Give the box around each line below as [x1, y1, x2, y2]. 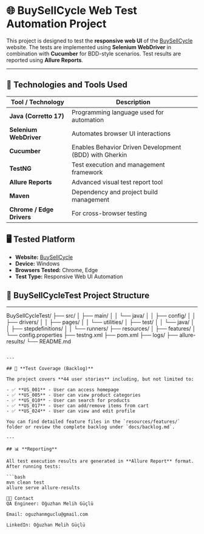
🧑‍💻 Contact [6, 496, 34, 502]
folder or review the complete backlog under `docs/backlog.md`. [6, 424, 175, 430]
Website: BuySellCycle [15, 253, 73, 261]
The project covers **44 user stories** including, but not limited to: [6, 376, 194, 383]
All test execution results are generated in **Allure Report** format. [6, 458, 194, 465]
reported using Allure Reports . [6, 56, 84, 64]
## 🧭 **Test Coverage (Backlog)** [6, 366, 94, 372]
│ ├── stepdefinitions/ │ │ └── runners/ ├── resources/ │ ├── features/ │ [6, 325, 196, 332]
